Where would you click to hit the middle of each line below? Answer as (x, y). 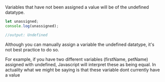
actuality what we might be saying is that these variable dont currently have (82, 70)
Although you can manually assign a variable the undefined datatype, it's (80, 44)
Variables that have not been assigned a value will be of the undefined (77, 7)
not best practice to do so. (32, 49)
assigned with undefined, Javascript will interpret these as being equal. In (81, 64)
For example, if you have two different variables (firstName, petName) (77, 59)
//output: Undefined (27, 35)
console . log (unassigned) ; (32, 26)
